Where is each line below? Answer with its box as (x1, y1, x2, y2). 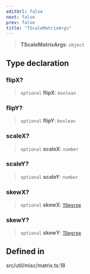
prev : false (6, 19, 35, 25)
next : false (6, 14, 35, 20)
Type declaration (6, 58, 69, 68)
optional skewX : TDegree (20, 201, 82, 209)
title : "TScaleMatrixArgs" (6, 25, 72, 31)
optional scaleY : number (20, 173, 79, 180)
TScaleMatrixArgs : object (20, 41, 85, 48)
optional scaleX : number (20, 145, 79, 152)
